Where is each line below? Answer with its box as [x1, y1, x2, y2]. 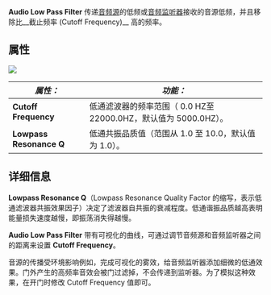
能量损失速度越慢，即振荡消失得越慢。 [8, 213, 135, 222]
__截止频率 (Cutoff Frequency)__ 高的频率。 [22, 17, 167, 27]
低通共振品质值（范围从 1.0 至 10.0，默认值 [89, 127, 256, 139]
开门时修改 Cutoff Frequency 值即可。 [29, 277, 156, 287]
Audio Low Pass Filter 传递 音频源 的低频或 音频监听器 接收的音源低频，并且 [8, 7, 254, 16]
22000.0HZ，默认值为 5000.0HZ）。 [89, 112, 228, 123]
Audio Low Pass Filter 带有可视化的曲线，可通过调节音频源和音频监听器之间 [8, 230, 261, 239]
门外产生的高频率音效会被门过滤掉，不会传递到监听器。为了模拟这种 [22, 267, 248, 276]
